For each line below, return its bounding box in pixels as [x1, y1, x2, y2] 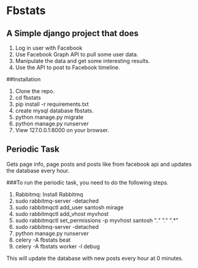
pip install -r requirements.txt [15, 100, 89, 108]
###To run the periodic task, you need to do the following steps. [6, 179, 169, 186]
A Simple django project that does [6, 28, 139, 39]
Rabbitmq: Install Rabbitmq [15, 190, 83, 198]
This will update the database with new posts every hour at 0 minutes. [6, 255, 184, 262]
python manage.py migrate [15, 114, 84, 121]
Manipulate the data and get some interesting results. [15, 58, 150, 64]
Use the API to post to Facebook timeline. [15, 64, 120, 71]
